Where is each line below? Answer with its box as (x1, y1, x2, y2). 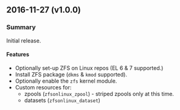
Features (6, 51, 29, 58)
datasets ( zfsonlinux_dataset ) (24, 97, 100, 104)
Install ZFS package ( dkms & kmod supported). (15, 70, 128, 78)
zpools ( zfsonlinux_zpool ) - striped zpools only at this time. (24, 90, 175, 97)
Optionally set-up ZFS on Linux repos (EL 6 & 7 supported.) (15, 64, 164, 72)
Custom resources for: (15, 83, 72, 91)
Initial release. (6, 36, 41, 44)
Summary (6, 23, 36, 32)
